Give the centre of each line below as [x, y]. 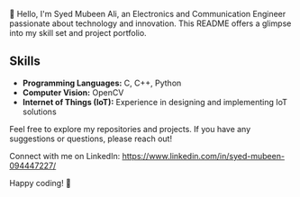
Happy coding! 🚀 [41, 183]
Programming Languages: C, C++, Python [102, 83]
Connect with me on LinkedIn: [65, 156]
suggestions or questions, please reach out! [91, 139]
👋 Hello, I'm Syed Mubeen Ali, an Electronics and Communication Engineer [148, 14]
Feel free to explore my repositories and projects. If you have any [130, 129]
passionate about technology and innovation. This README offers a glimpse [150, 23]
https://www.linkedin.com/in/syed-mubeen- [204, 156]
